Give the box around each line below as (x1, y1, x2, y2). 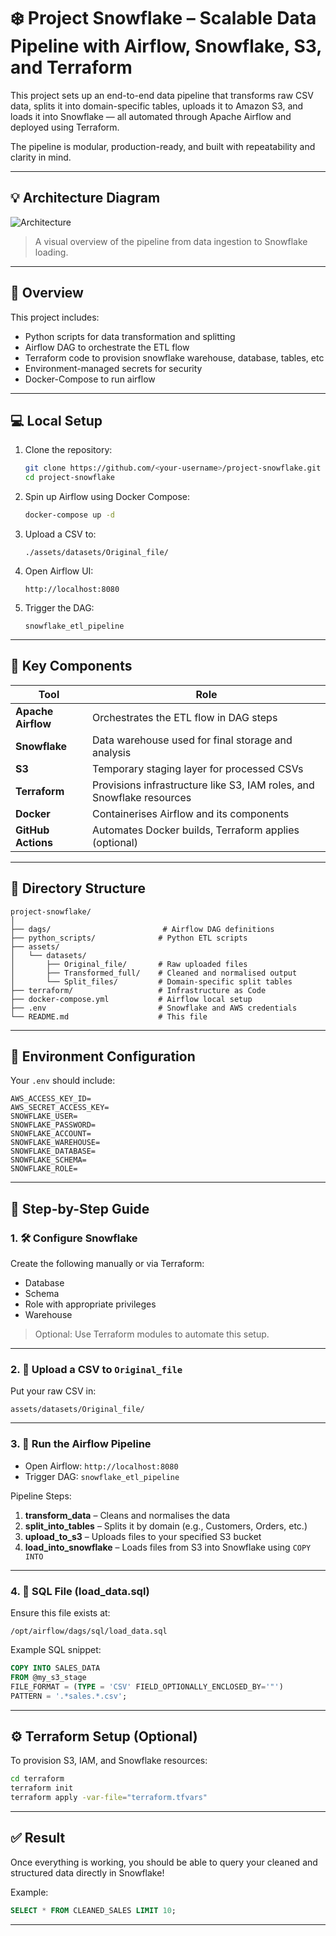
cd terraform (10, 1774, 65, 1784)
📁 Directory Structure (10, 880, 147, 897)
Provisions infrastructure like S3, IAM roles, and (92, 778, 315, 792)
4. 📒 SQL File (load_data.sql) (10, 1584, 150, 1598)
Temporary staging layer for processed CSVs (92, 761, 304, 775)
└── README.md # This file (10, 1011, 208, 1022)
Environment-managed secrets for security (24, 362, 203, 374)
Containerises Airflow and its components (92, 806, 290, 820)
